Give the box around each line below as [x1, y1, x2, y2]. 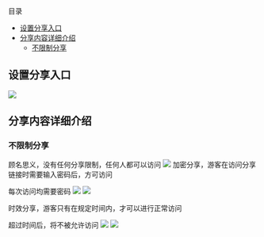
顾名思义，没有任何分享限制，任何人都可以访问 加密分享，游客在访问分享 [8, 159, 256, 169]
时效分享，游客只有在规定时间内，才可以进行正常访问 [8, 203, 182, 212]
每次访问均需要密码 [8, 186, 71, 196]
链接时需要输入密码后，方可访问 [8, 170, 113, 179]
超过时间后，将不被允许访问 [8, 220, 99, 230]
